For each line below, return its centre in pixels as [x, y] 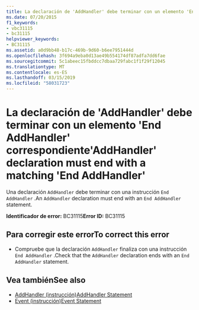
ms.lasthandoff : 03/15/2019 [41, 78]
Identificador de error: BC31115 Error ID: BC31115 [66, 216]
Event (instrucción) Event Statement [58, 301]
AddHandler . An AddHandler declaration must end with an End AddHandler [94, 198]
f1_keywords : [22, 23]
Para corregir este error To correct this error [88, 235]
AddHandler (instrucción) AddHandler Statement [73, 295]
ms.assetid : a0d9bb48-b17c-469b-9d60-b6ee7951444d [70, 50]
